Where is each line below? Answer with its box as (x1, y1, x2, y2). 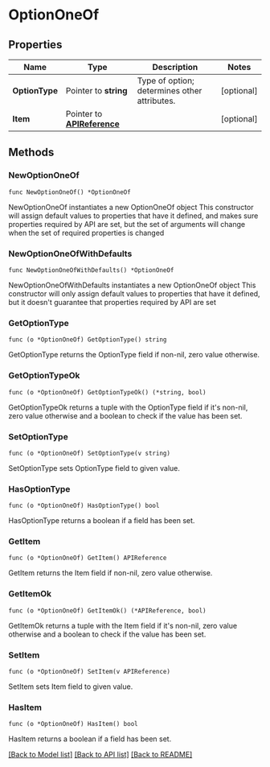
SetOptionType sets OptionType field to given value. (8, 463, 181, 472)
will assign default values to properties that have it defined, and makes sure (8, 211, 259, 221)
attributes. (137, 95, 176, 106)
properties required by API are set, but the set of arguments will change (8, 219, 246, 229)
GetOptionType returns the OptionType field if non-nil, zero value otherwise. (8, 350, 260, 360)
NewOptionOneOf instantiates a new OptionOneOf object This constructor (8, 202, 254, 212)
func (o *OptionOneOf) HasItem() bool (8, 720, 138, 728)
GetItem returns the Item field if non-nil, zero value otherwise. (8, 568, 213, 578)
